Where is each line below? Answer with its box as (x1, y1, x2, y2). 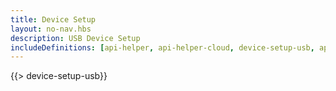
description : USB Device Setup (10, 33, 141, 43)
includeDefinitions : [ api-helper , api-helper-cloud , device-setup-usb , (10, 42, 315, 53)
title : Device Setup (10, 14, 97, 25)
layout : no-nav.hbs (10, 24, 92, 34)
